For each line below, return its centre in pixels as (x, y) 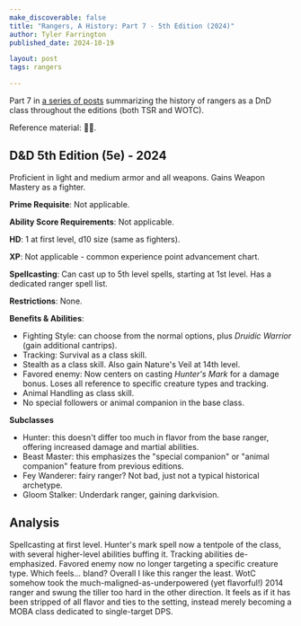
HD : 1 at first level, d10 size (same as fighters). (95, 239)
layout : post (34, 59)
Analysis (35, 523)
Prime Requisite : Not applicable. (70, 204)
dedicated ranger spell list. (58, 283)
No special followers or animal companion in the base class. (133, 402)
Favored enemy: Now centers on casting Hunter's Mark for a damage (151, 374)
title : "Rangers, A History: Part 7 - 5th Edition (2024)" (122, 26)
